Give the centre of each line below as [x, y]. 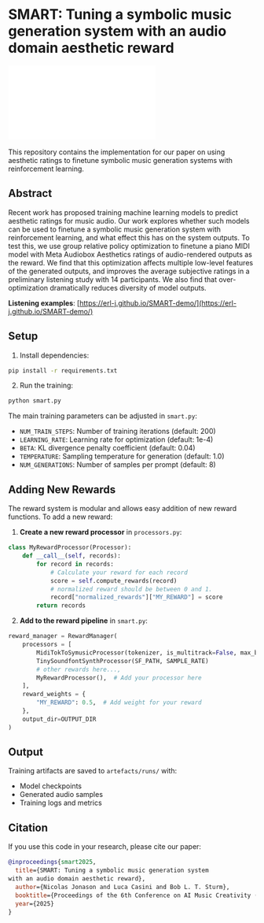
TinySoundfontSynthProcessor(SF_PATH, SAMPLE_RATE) [123, 661]
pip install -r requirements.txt [63, 371]
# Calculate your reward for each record [119, 573]
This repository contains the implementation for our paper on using [117, 152]
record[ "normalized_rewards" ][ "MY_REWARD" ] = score [136, 597]
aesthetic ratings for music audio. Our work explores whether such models [129, 221]
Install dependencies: [54, 355]
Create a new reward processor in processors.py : [101, 532]
